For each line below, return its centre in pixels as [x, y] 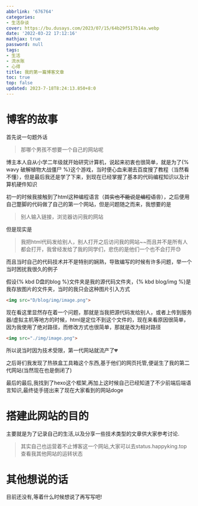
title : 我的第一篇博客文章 [35, 72]
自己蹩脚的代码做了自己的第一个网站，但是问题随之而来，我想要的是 [89, 204]
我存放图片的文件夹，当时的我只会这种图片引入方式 [68, 289]
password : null [25, 45]
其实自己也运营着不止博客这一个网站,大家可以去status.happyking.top [104, 446]
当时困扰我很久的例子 [32, 269]
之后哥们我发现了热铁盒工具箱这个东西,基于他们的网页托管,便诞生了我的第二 [98, 363]
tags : [13, 50]
